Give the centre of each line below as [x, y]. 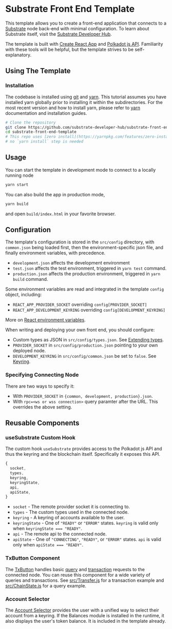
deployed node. [29, 351]
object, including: [24, 295]
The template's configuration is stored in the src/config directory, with [80, 242]
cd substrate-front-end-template [41, 132]
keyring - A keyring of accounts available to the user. [69, 518]
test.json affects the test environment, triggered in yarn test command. [90, 268]
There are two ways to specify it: [40, 386]
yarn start [17, 185]
